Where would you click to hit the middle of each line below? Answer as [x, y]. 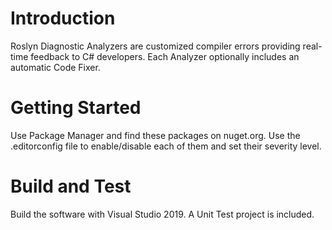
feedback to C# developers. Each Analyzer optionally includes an [165, 56]
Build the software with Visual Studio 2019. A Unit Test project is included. [162, 214]
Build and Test [71, 186]
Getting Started [76, 108]
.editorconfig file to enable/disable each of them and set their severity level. [166, 146]
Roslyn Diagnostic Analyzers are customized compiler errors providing [155, 46]
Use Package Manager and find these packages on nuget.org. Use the [155, 135]
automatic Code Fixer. [55, 67]
